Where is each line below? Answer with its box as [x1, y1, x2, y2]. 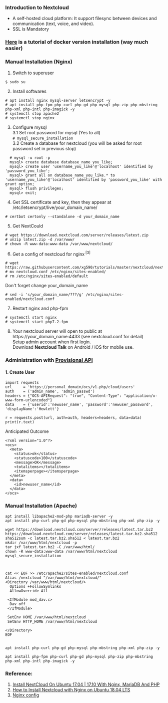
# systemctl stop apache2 [5, 111, 59, 116]
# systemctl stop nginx [5, 115, 55, 120]
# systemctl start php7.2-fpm [5, 320, 68, 325]
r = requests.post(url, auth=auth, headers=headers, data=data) [5, 415, 142, 420]
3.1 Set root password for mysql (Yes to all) [12, 129, 101, 135]
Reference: [5, 670, 33, 677]
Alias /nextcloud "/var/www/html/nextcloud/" [5, 575, 101, 580]
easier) [5, 45, 23, 52]
